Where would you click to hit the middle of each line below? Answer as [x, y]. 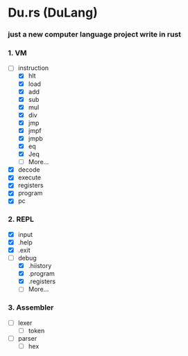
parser [27, 338]
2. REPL [21, 220]
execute [29, 177]
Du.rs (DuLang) [53, 13]
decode [29, 170]
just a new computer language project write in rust [95, 35]
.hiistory [40, 266]
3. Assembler [31, 308]
